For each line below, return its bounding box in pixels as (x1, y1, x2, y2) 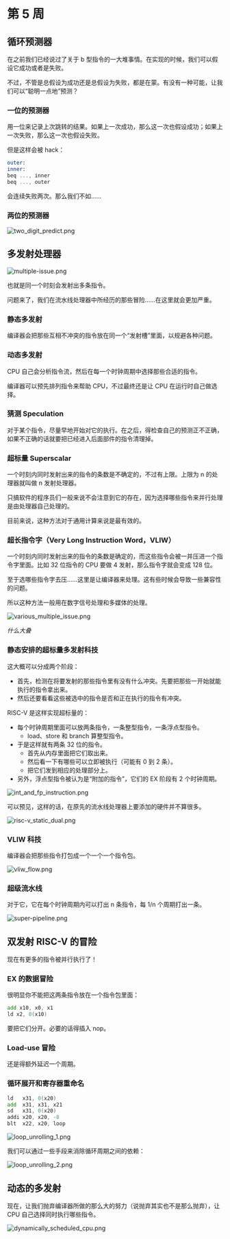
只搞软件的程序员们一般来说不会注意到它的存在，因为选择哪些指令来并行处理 (7, 493, 223, 501)
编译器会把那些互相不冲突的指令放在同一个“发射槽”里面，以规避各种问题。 (7, 331, 217, 340)
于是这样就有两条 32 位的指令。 (16, 740, 106, 748)
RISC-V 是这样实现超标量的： (7, 708, 90, 717)
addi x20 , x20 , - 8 (7, 1114, 60, 1121)
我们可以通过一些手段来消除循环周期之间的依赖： (7, 1147, 145, 1155)
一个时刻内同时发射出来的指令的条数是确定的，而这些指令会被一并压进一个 (7, 552, 217, 560)
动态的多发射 (7, 1182, 62, 1194)
